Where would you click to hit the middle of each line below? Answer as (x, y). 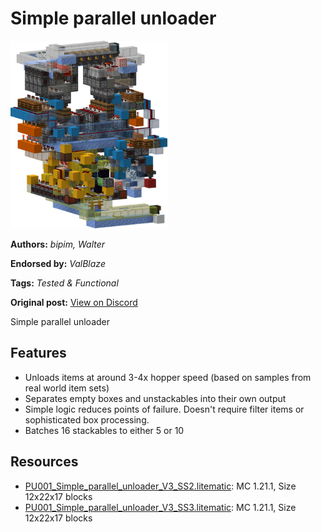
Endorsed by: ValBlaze (58, 263)
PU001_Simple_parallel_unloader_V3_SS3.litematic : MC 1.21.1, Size (160, 507)
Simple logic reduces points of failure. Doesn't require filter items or (164, 409)
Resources (44, 462)
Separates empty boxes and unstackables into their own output (155, 398)
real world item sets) (67, 388)
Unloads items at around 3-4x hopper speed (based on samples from (168, 377)
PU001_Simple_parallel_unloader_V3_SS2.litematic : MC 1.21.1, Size (160, 486)
